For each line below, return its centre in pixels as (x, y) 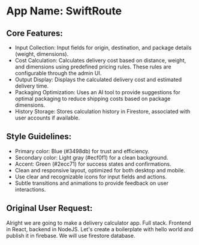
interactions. (30, 189)
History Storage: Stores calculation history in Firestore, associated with (102, 111)
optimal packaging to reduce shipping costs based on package (93, 98)
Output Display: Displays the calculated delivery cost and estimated (98, 80)
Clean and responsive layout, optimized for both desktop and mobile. (100, 170)
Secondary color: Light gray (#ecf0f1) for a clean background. (91, 157)
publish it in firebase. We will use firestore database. (71, 235)
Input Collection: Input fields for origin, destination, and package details (103, 47)
